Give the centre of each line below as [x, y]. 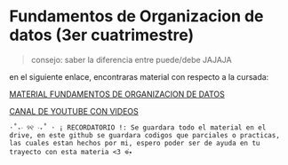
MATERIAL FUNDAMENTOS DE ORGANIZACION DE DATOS [117, 94]
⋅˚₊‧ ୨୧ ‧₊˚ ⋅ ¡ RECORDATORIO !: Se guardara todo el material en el [138, 127]
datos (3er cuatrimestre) [102, 35]
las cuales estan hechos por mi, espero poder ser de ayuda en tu [135, 143]
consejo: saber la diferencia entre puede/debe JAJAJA [132, 59]
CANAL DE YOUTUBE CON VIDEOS [74, 111]
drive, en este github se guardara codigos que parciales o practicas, [144, 135]
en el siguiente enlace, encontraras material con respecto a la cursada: [139, 76]
